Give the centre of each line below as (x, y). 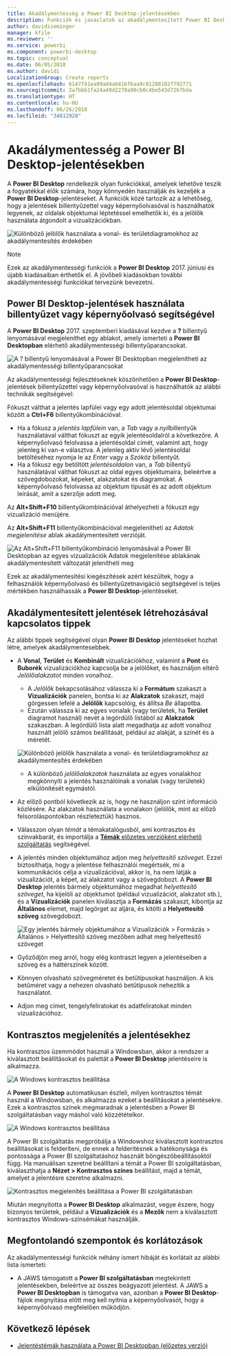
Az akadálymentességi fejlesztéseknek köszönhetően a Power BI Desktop (112, 380)
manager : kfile (29, 33)
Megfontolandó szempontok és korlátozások (105, 1241)
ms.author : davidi (33, 71)
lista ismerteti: (27, 1264)
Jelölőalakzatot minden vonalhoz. (65, 676)
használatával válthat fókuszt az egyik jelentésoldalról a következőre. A (118, 435)
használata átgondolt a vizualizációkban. (65, 220)
